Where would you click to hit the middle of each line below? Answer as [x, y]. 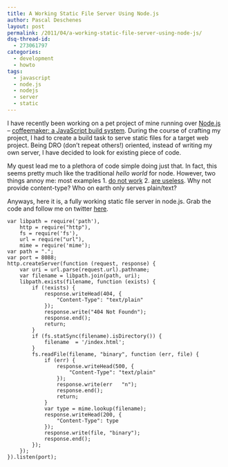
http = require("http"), [55, 227]
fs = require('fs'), [49, 233]
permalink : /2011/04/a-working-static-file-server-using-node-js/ [105, 33]
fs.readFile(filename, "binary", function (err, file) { [115, 354]
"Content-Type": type [87, 421]
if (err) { [60, 360]
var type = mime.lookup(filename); [95, 408]
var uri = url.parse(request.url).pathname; [85, 269]
